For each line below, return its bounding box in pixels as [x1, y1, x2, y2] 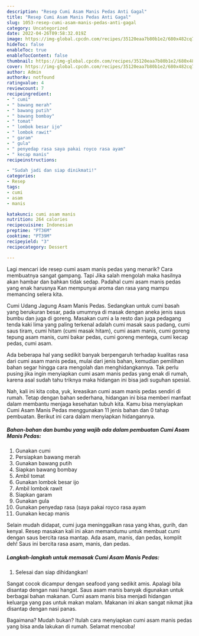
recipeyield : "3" [6, 239, 50, 244]
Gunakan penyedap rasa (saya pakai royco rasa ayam [15, 504, 146, 511]
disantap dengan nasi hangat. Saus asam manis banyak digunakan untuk [6, 586, 184, 593]
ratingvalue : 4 [6, 80, 44, 86]
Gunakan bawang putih [15, 460, 73, 467]
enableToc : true [6, 47, 47, 53]
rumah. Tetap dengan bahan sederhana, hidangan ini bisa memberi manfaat [6, 394, 191, 401]
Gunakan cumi [15, 447, 51, 455]
